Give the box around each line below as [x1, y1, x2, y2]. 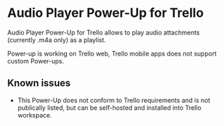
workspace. [17, 111, 52, 119]
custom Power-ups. [7, 56, 65, 65]
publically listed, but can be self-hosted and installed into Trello [17, 103, 202, 112]
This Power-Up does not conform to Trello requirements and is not [17, 96, 211, 104]
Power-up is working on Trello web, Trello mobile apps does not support [7, 49, 217, 58]
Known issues [7, 77, 71, 89]
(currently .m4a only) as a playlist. [7, 35, 106, 44]
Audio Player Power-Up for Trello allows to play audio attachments [7, 28, 200, 37]
